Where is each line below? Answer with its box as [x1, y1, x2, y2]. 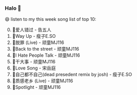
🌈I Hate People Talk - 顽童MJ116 [12, 52, 80, 58]
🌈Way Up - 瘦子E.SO [12, 33, 56, 39]
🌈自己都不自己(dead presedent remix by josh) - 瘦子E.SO [12, 72, 132, 78]
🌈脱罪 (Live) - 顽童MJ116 [12, 39, 64, 45]
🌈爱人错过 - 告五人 [12, 27, 52, 33]
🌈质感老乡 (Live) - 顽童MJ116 [12, 78, 74, 84]
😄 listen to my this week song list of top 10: [5, 16, 97, 22]
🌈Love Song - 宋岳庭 [12, 65, 56, 71]
